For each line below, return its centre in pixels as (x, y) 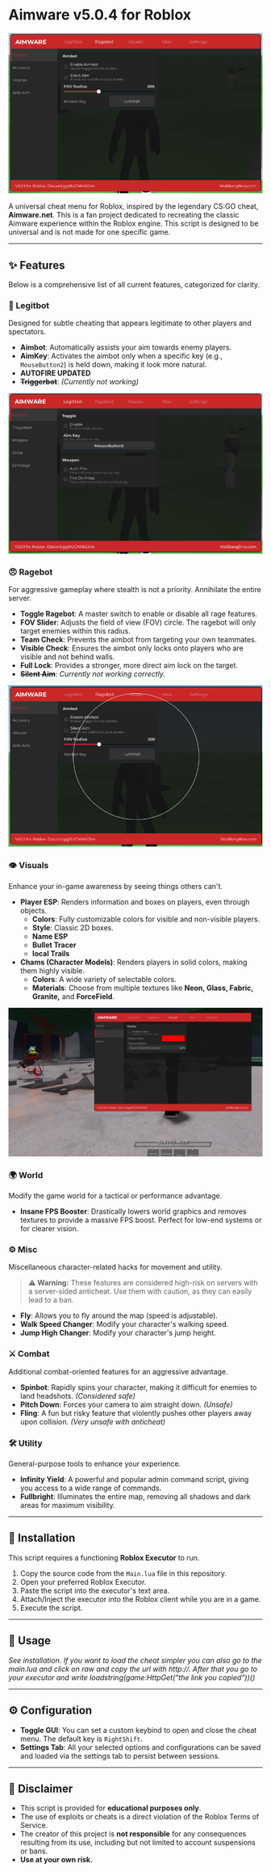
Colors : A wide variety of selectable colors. (104, 979)
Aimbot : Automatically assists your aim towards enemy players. (126, 347)
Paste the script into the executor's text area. (95, 1590)
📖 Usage (29, 1641)
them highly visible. (52, 970)
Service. (34, 1825)
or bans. (34, 1851)
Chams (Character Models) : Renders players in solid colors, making (133, 962)
